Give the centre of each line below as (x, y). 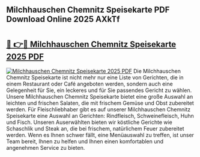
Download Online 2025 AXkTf (63, 20)
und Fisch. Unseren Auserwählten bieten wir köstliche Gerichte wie (89, 122)
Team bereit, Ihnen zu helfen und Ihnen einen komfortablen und (85, 141)
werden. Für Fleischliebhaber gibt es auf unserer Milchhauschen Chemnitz (98, 109)
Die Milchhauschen (157, 71)
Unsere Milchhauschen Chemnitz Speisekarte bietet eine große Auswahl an (100, 97)
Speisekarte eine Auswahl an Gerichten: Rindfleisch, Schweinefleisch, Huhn (100, 116)
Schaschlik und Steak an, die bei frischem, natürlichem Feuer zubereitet (95, 128)
